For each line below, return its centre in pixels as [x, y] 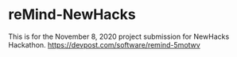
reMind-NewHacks [72, 15]
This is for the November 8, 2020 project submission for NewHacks [119, 36]
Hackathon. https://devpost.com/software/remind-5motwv [104, 44]
